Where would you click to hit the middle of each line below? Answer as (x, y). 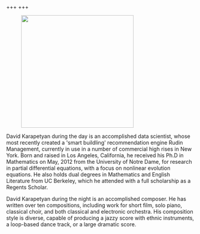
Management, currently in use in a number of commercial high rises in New (99, 149)
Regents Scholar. (27, 187)
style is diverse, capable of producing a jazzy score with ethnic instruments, (100, 218)
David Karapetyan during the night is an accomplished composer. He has (96, 199)
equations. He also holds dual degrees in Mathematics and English (88, 174)
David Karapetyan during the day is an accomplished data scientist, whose (98, 136)
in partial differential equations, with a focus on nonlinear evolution (88, 168)
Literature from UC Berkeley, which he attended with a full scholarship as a (99, 181)
